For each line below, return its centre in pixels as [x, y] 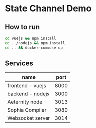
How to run [23, 27]
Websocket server [29, 118]
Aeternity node [25, 102]
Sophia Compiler [27, 110]
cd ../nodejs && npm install [35, 43]
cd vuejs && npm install [31, 38]
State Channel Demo [48, 9]
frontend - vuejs [27, 86]
